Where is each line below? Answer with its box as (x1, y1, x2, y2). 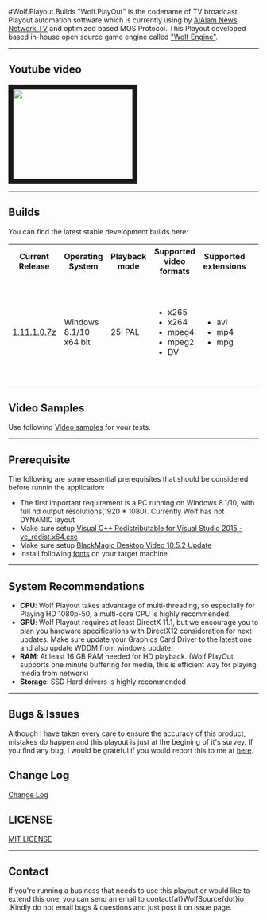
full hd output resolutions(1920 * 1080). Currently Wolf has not (19, 506, 225, 517)
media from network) (19, 669, 89, 678)
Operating (64, 250, 103, 261)
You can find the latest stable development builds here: (8, 226, 189, 236)
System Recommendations (8, 580, 145, 593)
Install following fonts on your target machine (19, 549, 168, 559)
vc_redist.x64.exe (19, 532, 78, 541)
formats (159, 265, 191, 277)
